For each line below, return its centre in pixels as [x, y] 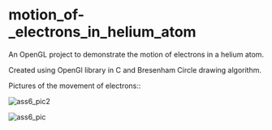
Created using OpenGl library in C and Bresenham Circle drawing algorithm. [135, 69]
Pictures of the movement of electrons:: [75, 86]
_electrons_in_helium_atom [102, 32]
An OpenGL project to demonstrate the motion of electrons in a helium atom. [136, 54]
